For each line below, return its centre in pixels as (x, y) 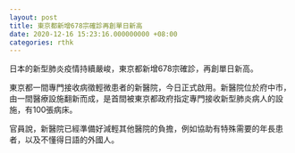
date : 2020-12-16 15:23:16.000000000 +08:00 (93, 34)
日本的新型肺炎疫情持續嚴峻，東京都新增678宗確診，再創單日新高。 (134, 68)
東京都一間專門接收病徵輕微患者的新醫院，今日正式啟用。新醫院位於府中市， (150, 88)
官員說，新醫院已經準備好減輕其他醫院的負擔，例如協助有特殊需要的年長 (142, 129)
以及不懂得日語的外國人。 (72, 140)
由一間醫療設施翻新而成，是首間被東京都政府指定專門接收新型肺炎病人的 (142, 99)
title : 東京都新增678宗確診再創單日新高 (76, 26)
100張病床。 (55, 110)
